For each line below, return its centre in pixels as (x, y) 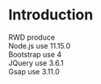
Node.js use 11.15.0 (40, 45)
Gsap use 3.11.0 (34, 71)
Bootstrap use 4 (35, 54)
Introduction (51, 15)
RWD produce (32, 37)
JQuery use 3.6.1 (36, 63)
